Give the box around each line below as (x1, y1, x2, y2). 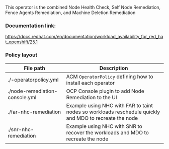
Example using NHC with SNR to (66, 123, 142, 130)
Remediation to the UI (66, 94, 117, 101)
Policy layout (5, 51, 38, 58)
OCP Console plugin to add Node (66, 88, 144, 95)
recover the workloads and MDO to (66, 129, 149, 136)
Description (99, 64, 128, 71)
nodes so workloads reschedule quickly (66, 108, 160, 115)
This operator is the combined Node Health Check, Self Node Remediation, (5, 5, 161, 10)
